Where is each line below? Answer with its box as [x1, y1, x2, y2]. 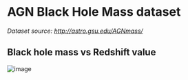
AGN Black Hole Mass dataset [7, 4, 181, 20]
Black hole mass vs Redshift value [7, 46, 156, 58]
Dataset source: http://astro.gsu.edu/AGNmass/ [7, 27, 143, 35]
